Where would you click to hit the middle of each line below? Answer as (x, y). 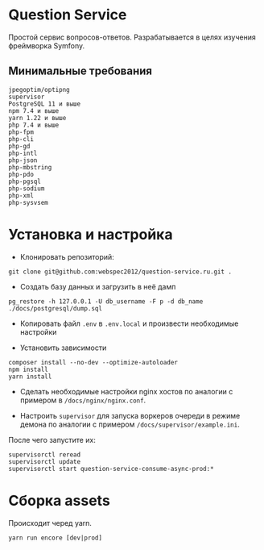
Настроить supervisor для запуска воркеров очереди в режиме (130, 415)
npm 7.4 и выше (34, 110)
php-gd (19, 146)
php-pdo (21, 174)
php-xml (21, 195)
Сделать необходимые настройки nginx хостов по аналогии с (126, 391)
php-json (23, 160)
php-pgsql (25, 181)
